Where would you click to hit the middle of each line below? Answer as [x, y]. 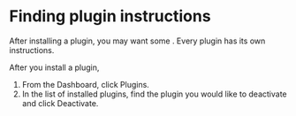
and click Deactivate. [60, 103]
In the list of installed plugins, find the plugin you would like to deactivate [154, 94]
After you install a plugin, [54, 67]
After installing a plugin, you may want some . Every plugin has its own [137, 41]
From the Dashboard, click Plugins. [86, 84]
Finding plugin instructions [110, 16]
